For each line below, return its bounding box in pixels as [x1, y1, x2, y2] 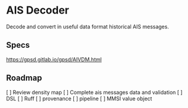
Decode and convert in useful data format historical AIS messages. [6, 23, 170, 30]
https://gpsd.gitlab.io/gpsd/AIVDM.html [6, 55, 102, 63]
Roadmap [6, 73, 43, 83]
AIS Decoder [6, 4, 70, 17]
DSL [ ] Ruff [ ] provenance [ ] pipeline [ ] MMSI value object [6, 95, 153, 102]
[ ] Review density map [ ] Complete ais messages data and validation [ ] [6, 89, 183, 96]
